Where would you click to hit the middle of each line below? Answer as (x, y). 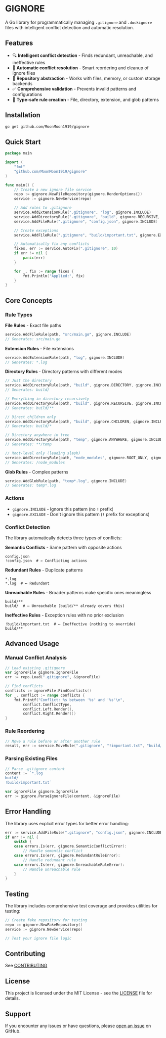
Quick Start (23, 142)
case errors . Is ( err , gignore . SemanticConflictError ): (70, 847)
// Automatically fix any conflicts (52, 244)
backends (22, 83)
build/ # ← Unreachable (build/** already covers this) (65, 606)
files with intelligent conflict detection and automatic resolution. (70, 27)
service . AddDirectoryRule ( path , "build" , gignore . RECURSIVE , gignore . (79, 403)
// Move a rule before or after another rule (53, 741)
